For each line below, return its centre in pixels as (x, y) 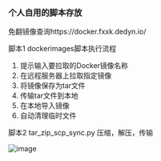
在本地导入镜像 (44, 106)
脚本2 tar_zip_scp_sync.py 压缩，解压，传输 (81, 133)
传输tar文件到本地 (49, 96)
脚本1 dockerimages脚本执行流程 (62, 49)
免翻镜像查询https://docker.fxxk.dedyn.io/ (77, 32)
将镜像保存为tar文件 (52, 86)
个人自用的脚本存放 (45, 12)
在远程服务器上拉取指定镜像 (66, 76)
